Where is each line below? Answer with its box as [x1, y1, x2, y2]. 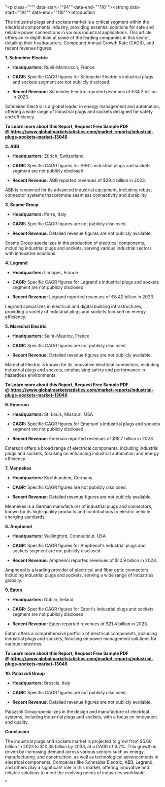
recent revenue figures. [5, 45, 53, 51]
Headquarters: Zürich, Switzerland [12, 153, 84, 159]
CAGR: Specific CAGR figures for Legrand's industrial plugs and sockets [12, 279, 159, 285]
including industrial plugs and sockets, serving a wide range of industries [5, 572, 154, 578]
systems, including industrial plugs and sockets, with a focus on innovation [5, 714, 157, 719]
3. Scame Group [5, 202, 39, 208]
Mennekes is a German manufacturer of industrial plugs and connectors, [5, 503, 153, 509]
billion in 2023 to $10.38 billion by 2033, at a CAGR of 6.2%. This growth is [5, 744, 157, 749]
